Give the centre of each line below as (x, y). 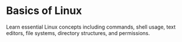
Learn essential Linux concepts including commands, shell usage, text (91, 27)
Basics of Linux (44, 11)
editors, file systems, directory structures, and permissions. (78, 33)
